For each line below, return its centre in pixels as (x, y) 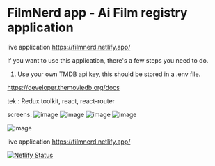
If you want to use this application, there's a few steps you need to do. (108, 60)
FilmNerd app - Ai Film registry (97, 13)
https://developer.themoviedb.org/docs (64, 87)
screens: (20, 114)
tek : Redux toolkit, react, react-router (61, 101)
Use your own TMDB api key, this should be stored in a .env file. (109, 74)
